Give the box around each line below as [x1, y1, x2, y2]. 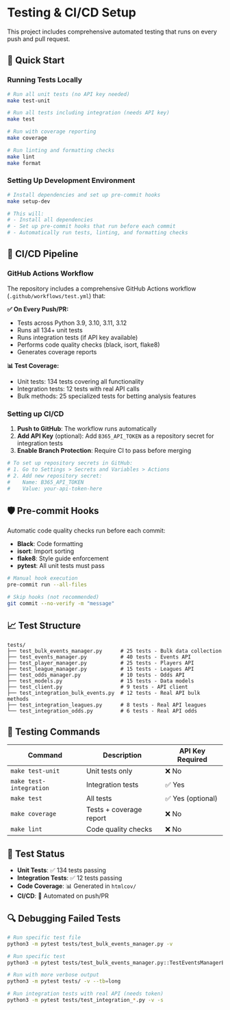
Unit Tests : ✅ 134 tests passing [16, 866, 106, 874]
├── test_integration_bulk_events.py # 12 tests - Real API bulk [7, 689, 201, 696]
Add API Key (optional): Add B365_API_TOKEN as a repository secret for [16, 432, 214, 440]
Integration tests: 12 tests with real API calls [16, 384, 140, 393]
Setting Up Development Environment [7, 176, 136, 186]
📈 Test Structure [7, 620, 81, 632]
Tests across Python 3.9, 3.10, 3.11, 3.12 [16, 319, 127, 327]
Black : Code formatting [16, 540, 84, 548]
